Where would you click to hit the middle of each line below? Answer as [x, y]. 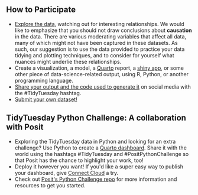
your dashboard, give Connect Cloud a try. [66, 173]
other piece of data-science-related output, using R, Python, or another [102, 74]
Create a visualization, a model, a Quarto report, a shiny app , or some [99, 68]
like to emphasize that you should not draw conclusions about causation [103, 30]
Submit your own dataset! [46, 99]
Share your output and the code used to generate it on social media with [103, 87]
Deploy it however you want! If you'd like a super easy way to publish [99, 166]
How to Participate [41, 10]
